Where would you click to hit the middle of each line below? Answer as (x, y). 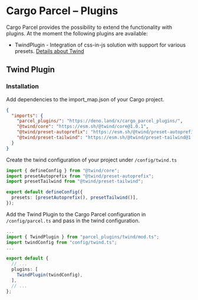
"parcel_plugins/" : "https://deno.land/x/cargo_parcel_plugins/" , (100, 121)
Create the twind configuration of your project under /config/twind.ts (92, 160)
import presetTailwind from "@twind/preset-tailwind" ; (75, 182)
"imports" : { (27, 116)
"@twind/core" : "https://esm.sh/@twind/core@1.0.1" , (83, 127)
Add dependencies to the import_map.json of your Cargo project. (85, 99)
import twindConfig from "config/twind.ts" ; (62, 242)
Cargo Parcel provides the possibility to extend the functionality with (89, 27)
